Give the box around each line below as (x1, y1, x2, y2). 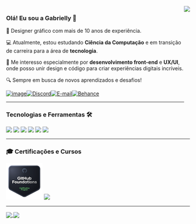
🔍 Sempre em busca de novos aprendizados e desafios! (6, 77, 142, 84)
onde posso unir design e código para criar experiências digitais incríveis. (6, 65, 184, 72)
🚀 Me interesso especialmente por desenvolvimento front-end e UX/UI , (6, 58, 180, 66)
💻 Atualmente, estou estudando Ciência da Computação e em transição (6, 39, 181, 46)
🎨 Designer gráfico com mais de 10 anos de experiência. (6, 27, 142, 35)
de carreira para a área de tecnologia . (6, 47, 98, 54)
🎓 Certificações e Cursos (6, 147, 82, 156)
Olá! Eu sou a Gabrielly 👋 (6, 14, 77, 22)
